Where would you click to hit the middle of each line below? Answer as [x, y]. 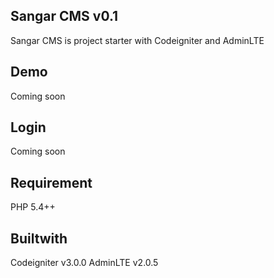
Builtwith [39, 238]
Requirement [51, 182]
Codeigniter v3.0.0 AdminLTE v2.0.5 [84, 263]
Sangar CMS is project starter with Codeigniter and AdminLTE [137, 40]
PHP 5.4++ [33, 207]
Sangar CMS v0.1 [64, 16]
